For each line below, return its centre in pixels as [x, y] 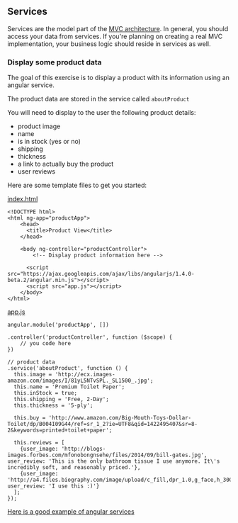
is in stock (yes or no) [49, 142]
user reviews [36, 171]
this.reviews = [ [39, 443]
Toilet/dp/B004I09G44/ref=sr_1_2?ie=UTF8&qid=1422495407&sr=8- [103, 424]
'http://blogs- [84, 449]
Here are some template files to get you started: [77, 185]
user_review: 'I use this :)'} [53, 486]
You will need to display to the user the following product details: [102, 113]
